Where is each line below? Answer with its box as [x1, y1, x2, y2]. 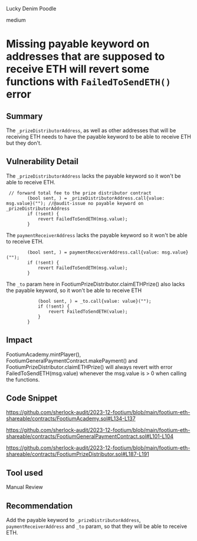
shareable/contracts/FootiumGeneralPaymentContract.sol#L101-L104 [6, 433, 174, 440]
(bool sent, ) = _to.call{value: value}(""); [37, 298, 152, 304]
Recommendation [6, 501, 73, 511]
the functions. [6, 376, 40, 383]
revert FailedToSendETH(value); [48, 308, 128, 315]
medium [6, 17, 26, 23]
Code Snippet [6, 393, 58, 404]
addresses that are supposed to [6, 50, 165, 63]
